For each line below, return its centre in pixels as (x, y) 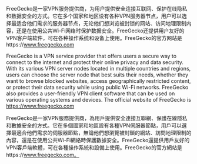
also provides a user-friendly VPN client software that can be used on (91, 93)
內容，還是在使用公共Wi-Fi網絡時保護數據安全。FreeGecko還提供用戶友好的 (98, 140)
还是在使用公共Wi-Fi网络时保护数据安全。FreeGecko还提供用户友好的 (100, 31)
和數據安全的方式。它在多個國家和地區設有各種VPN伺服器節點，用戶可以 (94, 125)
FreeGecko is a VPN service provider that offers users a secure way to (91, 56)
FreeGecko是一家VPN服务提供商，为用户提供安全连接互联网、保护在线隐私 (97, 9)
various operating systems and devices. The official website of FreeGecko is (98, 100)
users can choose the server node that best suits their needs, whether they (97, 75)
